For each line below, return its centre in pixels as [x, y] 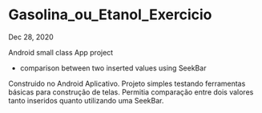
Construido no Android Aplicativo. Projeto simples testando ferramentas [127, 83]
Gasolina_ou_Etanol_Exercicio [110, 15]
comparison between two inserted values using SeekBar [113, 68]
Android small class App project [61, 52]
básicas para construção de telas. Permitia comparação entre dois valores [131, 92]
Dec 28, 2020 [31, 37]
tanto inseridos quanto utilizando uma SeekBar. [86, 100]
